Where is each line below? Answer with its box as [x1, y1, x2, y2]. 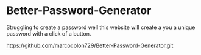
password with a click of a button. [6, 30, 91, 37]
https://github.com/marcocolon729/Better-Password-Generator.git [6, 42, 174, 49]
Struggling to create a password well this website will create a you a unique [6, 24, 196, 31]
